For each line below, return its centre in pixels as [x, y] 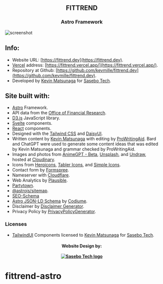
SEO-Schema [26, 196]
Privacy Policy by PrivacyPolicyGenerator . [54, 212]
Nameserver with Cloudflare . [41, 175]
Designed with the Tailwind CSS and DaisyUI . [57, 133]
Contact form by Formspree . [40, 170]
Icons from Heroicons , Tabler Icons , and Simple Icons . [66, 165]
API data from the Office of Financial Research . [59, 113]
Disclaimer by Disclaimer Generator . [48, 206]
